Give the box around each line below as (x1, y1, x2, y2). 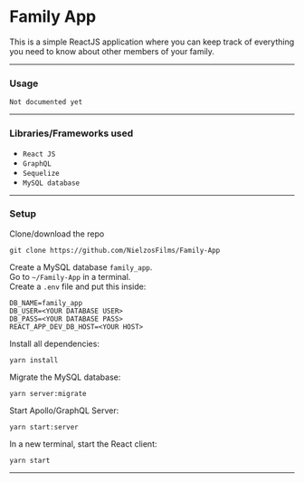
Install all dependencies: (9, 338, 100, 349)
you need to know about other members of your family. (9, 45, 215, 56)
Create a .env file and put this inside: (9, 281, 147, 292)
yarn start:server (9, 422, 79, 431)
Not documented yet (9, 98, 83, 107)
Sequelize (22, 169, 61, 178)
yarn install (9, 355, 59, 364)
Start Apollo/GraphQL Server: (9, 405, 119, 416)
